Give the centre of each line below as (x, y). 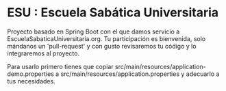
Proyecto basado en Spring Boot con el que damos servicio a (93, 31)
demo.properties (31, 74)
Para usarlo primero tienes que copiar (61, 66)
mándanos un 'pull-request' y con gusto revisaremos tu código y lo (102, 46)
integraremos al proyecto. (43, 53)
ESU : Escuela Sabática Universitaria (113, 13)
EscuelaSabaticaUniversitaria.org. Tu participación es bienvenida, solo (106, 38)
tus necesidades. (32, 81)
